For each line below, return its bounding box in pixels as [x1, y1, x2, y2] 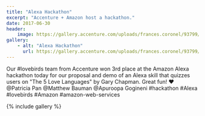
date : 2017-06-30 [6, 20, 51, 26]
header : [6, 26, 26, 32]
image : [17, 32, 34, 38]
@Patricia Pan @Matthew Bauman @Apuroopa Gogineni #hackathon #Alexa [6, 84, 198, 92]
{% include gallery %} [6, 103, 62, 110]
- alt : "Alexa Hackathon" [17, 43, 84, 49]
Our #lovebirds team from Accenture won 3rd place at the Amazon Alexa [6, 65, 189, 72]
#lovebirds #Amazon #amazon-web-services [6, 90, 120, 98]
